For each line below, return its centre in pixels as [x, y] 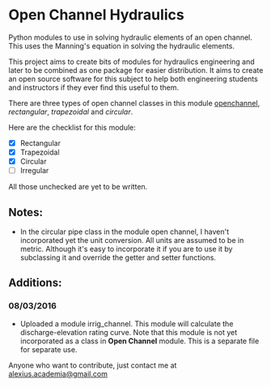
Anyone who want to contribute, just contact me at [93, 365]
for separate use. [49, 349]
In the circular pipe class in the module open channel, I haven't [125, 232]
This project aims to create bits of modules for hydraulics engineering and [131, 62]
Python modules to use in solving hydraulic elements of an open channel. [131, 37]
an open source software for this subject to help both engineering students [133, 79]
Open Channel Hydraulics [96, 15]
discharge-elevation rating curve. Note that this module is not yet [129, 332]
